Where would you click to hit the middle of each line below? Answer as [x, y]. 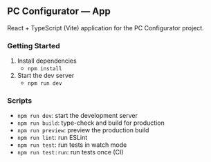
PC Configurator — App [59, 11]
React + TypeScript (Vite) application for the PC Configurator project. [105, 28]
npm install [45, 69]
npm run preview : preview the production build [83, 130]
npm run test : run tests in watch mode [72, 145]
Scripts [20, 101]
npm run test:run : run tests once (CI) [70, 152]
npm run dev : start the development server [77, 116]
